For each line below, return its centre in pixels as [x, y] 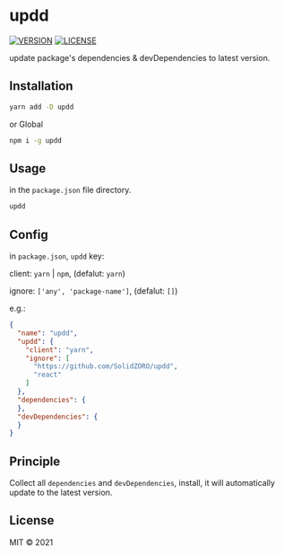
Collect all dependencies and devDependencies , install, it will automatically [142, 483]
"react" [47, 375]
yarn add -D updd [42, 107]
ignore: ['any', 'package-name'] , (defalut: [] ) [94, 291]
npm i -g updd [36, 140]
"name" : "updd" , [47, 333]
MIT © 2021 [31, 542]
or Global [26, 124]
